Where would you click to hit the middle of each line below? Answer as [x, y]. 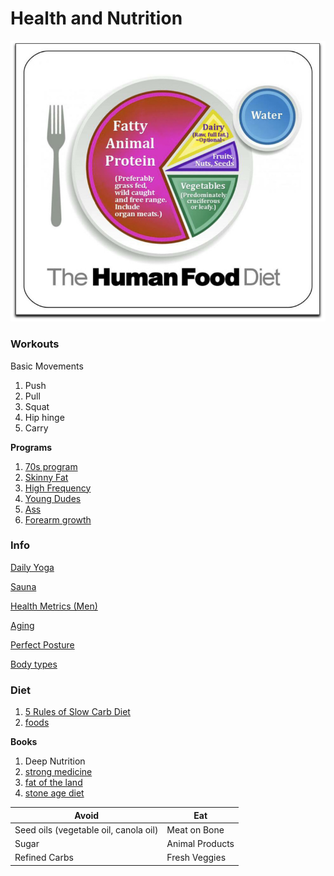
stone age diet [54, 793]
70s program [51, 466]
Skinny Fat [46, 477]
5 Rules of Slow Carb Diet [77, 712]
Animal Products [200, 844]
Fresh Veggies [196, 858]
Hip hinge [44, 417]
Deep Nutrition [55, 761]
